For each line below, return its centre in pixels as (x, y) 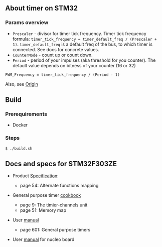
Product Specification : (35, 176)
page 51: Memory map (43, 210)
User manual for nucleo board (43, 239)
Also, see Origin (22, 84)
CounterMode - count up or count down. (52, 55)
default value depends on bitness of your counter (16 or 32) (74, 65)
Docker (20, 125)
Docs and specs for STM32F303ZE (61, 164)
